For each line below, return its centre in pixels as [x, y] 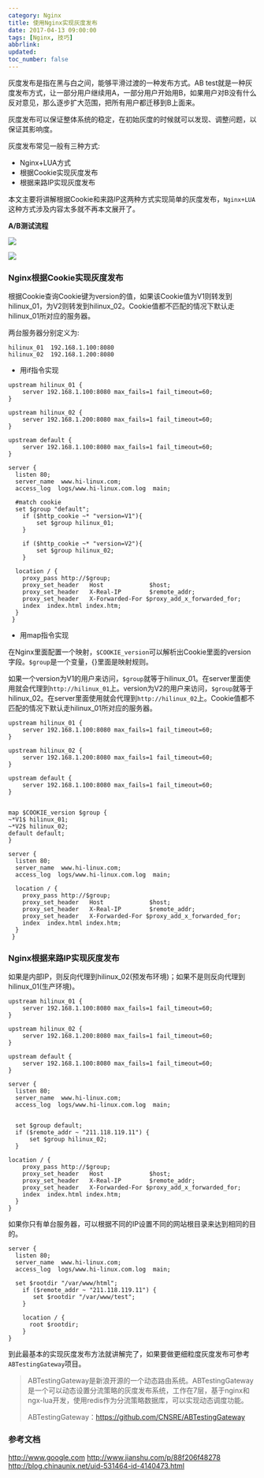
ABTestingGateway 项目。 [47, 1364]
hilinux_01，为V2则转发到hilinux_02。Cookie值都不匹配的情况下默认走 [121, 306]
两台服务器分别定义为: [44, 333]
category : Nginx [35, 15]
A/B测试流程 [28, 225]
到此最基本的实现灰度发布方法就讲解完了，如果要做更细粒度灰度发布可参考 [129, 1354]
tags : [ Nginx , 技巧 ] [41, 37]
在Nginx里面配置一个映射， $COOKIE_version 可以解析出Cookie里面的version [130, 652]
